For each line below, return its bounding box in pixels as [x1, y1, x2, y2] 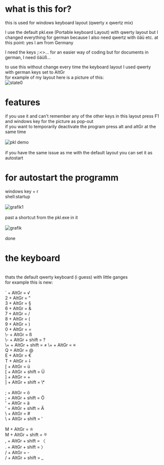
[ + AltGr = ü [5, 363, 30, 369]
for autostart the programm [5, 172, 119, 183]
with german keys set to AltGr [5, 69, 65, 75]
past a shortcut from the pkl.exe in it [5, 214, 78, 220]
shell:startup [5, 193, 30, 200]
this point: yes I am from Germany [5, 39, 73, 45]
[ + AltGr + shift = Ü [5, 369, 45, 375]
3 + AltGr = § [5, 300, 31, 306]
